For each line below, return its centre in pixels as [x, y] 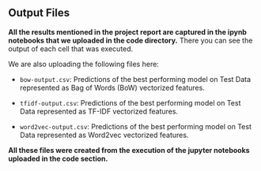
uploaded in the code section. [58, 158]
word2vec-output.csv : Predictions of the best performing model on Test [135, 126]
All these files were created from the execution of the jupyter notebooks [129, 150]
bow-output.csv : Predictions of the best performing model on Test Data [135, 79]
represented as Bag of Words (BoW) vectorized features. [112, 87]
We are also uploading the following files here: [84, 64]
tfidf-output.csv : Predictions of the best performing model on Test [130, 102]
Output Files [39, 13]
